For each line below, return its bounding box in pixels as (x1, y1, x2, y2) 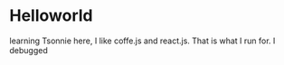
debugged (9, 44, 48, 55)
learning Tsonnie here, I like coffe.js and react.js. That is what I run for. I (9, 35, 276, 46)
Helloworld (9, 5, 93, 26)
